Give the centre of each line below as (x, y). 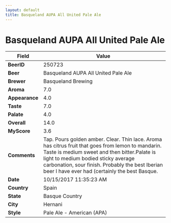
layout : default (22, 10)
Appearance (23, 98)
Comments (22, 155)
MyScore (19, 131)
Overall (17, 123)
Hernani (53, 205)
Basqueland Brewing (68, 81)
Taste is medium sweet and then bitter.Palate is (99, 152)
